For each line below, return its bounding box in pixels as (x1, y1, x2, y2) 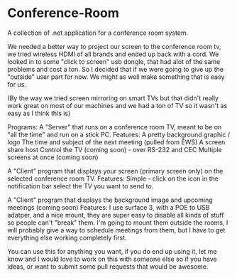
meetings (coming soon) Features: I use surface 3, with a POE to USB (7, 203, 210, 211)
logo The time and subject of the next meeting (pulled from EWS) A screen (7, 137, 226, 146)
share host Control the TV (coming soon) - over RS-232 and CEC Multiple (7, 145, 222, 154)
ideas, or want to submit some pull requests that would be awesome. (7, 262, 209, 271)
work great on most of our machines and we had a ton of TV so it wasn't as (7, 101, 228, 109)
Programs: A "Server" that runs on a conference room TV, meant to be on (7, 122, 222, 131)
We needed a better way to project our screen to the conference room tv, (7, 42, 221, 50)
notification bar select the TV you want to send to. (7, 181, 154, 190)
